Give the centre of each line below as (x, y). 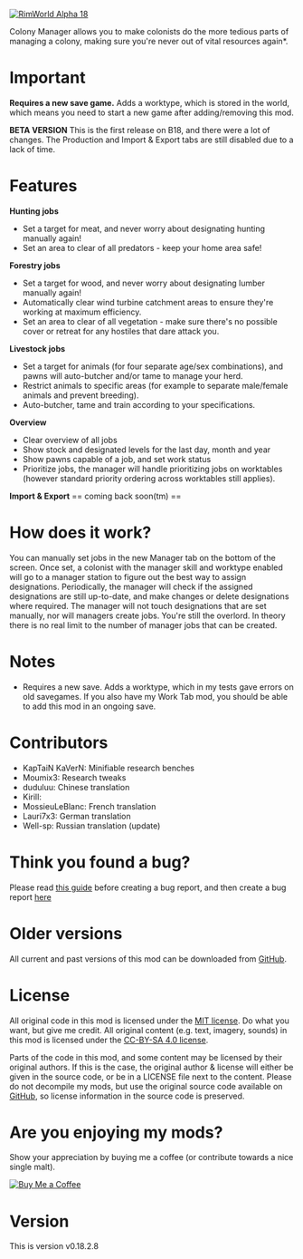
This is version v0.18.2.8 (54, 1246)
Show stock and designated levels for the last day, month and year (147, 450)
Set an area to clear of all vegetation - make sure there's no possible (150, 321)
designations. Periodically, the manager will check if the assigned (131, 586)
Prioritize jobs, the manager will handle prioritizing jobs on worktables (152, 469)
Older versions (66, 933)
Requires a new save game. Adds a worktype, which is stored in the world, (150, 102)
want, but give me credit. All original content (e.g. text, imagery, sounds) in (148, 1030)
